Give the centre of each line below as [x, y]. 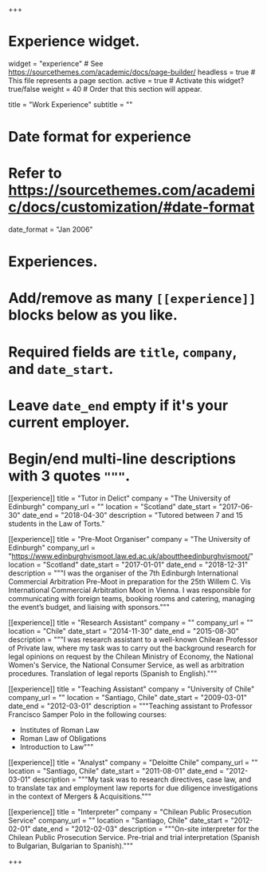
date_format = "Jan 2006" [51, 229]
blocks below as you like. [93, 315]
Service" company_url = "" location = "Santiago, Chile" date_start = [119, 820]
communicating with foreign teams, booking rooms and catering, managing [132, 598]
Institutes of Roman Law [59, 730]
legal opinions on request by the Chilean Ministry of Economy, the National [131, 656]
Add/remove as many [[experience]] [132, 299]
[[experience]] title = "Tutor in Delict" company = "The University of [120, 498]
